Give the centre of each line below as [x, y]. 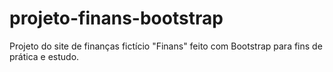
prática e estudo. [44, 56]
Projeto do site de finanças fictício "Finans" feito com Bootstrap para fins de [166, 46]
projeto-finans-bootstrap [116, 18]
